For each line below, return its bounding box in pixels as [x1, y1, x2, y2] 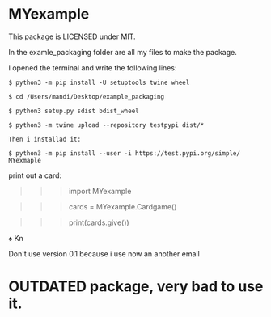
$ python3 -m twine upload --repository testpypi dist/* [8, 120, 205, 129]
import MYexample [68, 186, 132, 196]
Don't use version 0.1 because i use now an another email [8, 248, 200, 259]
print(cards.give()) [68, 218, 129, 227]
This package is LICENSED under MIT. [8, 32, 136, 41]
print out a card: [8, 171, 62, 180]
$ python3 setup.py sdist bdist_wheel [8, 107, 139, 115]
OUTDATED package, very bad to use [8, 277, 264, 296]
